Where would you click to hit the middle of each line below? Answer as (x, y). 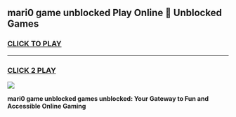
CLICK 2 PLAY (32, 70)
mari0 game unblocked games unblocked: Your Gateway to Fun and (108, 98)
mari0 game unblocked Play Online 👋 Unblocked (115, 13)
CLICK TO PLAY (34, 44)
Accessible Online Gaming (47, 106)
